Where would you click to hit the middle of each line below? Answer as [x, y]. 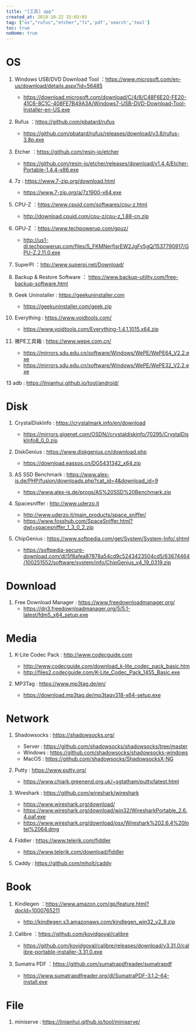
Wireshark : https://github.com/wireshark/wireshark [77, 792]
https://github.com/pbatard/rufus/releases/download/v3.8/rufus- [101, 134]
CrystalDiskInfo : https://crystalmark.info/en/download [80, 423]
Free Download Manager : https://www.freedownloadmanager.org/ [94, 602]
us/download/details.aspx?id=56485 [59, 86]
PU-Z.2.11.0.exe [42, 253]
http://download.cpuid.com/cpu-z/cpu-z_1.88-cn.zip [86, 216]
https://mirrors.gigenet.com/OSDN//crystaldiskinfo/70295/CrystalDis [106, 434]
